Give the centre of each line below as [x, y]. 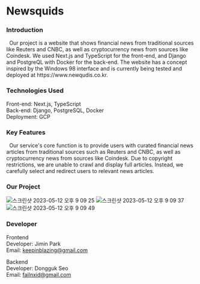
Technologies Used [35, 90]
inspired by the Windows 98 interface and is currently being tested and [94, 69]
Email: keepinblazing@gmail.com [47, 250]
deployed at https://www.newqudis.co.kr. [57, 75]
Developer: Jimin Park [34, 244]
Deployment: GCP [29, 116]
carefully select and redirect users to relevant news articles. [80, 171]
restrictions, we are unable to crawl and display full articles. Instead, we [95, 165]
